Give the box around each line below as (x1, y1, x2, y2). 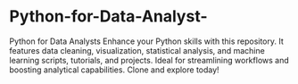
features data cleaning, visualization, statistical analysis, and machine (9, 45, 265, 55)
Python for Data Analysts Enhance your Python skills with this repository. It (9, 36, 284, 46)
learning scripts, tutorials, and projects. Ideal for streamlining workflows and (9, 55, 290, 65)
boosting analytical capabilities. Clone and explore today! (9, 64, 220, 75)
